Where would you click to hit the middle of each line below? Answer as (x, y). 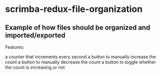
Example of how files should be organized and (78, 28)
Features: (15, 47)
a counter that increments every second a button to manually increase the (80, 57)
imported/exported (35, 35)
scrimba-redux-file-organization (74, 9)
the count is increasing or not (35, 67)
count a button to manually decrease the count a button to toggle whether (80, 62)
